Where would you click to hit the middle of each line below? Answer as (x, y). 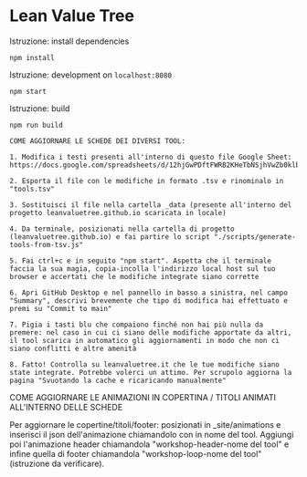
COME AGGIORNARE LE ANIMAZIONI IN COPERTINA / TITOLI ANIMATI (143, 397)
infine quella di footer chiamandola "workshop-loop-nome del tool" (136, 453)
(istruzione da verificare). (57, 463)
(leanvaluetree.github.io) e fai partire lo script (110, 237)
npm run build (37, 125)
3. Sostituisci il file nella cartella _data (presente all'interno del (151, 205)
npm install (32, 57)
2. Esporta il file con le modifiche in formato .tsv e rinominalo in (147, 181)
